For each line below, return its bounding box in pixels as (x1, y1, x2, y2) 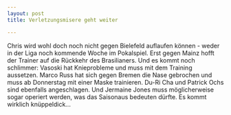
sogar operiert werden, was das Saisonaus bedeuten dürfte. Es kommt (7, 92, 207, 101)
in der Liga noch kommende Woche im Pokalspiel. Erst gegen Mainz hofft (7, 49, 214, 57)
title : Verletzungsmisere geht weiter (7, 17, 118, 23)
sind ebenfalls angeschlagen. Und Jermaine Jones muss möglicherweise (7, 85, 214, 94)
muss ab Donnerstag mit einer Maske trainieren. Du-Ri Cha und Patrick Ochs (7, 78, 224, 86)
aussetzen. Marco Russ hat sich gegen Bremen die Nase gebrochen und (7, 70, 212, 79)
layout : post (7, 10, 45, 17)
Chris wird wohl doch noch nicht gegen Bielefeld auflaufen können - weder (7, 41, 220, 50)
